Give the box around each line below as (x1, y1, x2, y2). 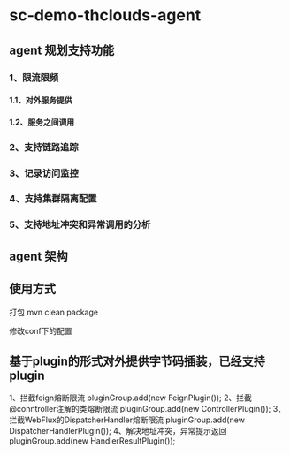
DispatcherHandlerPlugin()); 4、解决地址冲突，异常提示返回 (9, 426, 227, 436)
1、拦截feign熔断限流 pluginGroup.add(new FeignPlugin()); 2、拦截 (9, 392, 252, 403)
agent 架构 (9, 248, 68, 263)
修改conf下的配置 (9, 325, 72, 336)
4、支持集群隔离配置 (9, 193, 97, 205)
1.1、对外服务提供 (9, 95, 72, 106)
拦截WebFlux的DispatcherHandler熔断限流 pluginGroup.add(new (9, 414, 246, 425)
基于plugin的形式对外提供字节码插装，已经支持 (9, 353, 266, 368)
